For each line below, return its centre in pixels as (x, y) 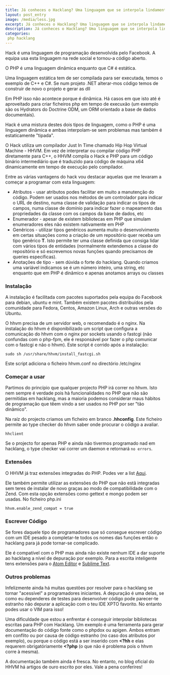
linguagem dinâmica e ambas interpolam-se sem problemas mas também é (84, 130)
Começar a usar (25, 377)
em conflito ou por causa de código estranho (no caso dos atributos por (80, 635)
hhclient (14, 434)
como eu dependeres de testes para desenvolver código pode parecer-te (82, 599)
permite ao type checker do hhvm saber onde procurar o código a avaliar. (82, 424)
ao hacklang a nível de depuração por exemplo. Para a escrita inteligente (81, 558)
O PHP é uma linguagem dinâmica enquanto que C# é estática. (71, 68)
